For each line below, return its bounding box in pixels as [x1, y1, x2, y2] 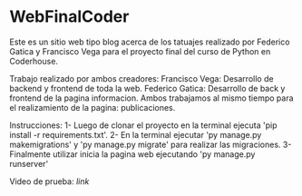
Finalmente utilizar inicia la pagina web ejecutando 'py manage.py [9, 148, 256, 160]
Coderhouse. [9, 55, 59, 66]
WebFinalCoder [9, 6, 130, 27]
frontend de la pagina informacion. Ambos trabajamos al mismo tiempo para [9, 93, 294, 103]
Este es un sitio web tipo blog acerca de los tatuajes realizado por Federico [9, 36, 290, 47]
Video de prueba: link [9, 175, 90, 187]
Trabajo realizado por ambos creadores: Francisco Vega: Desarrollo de [9, 73, 274, 83]
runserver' [9, 158, 49, 169]
